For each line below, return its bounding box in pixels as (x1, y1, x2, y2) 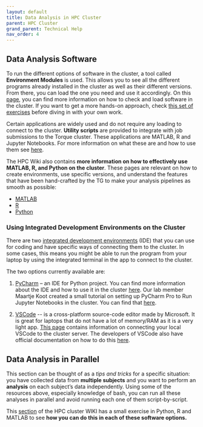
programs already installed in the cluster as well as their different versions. (6, 82, 193, 90)
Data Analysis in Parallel (6, 354, 100, 364)
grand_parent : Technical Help (6, 25, 83, 32)
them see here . (6, 146, 44, 153)
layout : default (6, 8, 47, 15)
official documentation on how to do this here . (15, 337, 130, 344)
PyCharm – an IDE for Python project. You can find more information (15, 280, 186, 287)
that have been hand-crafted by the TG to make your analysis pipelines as (6, 177, 191, 184)
